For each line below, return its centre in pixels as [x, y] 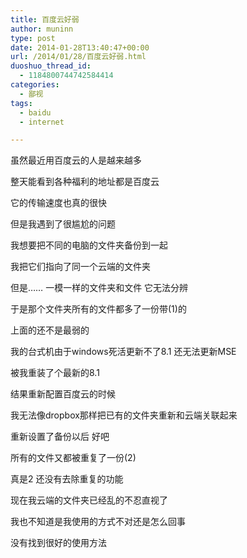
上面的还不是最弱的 [50, 330]
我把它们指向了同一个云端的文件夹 [80, 267]
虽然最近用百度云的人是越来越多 [76, 160]
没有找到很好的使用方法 [58, 543]
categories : [35, 85]
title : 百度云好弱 [45, 19]
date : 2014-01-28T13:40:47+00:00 [80, 47]
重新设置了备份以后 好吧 [60, 437]
